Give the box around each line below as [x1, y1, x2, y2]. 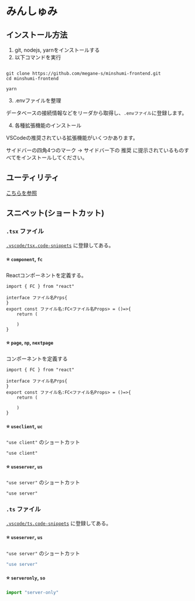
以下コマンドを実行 [14, 54, 61, 61]
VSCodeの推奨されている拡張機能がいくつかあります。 [6, 135, 139, 141]
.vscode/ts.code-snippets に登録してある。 [6, 520, 111, 527]
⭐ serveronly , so [6, 574, 46, 582]
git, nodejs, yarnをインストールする [14, 47, 100, 53]
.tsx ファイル [6, 227, 44, 235]
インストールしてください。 [21, 154, 88, 161]
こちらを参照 [6, 189, 37, 196]
